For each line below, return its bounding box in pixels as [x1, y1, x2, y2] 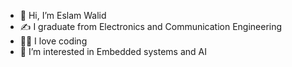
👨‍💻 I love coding [19, 35, 88, 47]
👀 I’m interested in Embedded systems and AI [19, 46, 207, 57]
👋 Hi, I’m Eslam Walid [19, 10, 107, 21]
